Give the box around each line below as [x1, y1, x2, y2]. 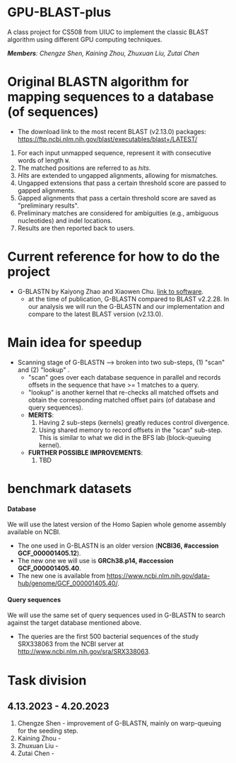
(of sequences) [7, 104, 99, 120]
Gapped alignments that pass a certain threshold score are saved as [17, 193, 217, 202]
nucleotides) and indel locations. [17, 216, 113, 225]
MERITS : [28, 410, 54, 419]
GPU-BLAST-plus [7, 4, 112, 21]
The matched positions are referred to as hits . [17, 164, 151, 172]
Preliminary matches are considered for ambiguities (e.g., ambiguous [17, 208, 219, 217]
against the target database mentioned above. [7, 618, 142, 627]
